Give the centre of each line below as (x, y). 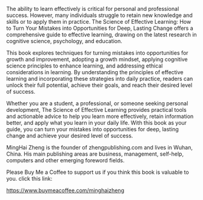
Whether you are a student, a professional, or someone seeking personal (97, 103)
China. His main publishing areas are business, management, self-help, (95, 154)
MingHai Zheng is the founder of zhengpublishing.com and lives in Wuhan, (99, 147)
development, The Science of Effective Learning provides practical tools (96, 110)
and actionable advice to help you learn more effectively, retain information (100, 116)
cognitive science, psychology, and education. (64, 41)
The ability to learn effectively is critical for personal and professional (93, 9)
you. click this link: (29, 178)
